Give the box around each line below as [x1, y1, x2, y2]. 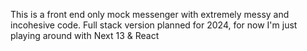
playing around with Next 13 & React [10, 30, 160, 41]
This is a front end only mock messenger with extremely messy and [10, 9, 290, 20]
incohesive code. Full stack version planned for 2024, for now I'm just [10, 19, 298, 31]
